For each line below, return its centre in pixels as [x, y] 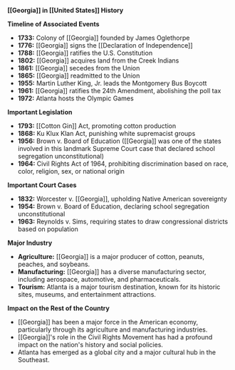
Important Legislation [40, 112]
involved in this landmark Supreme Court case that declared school [116, 148]
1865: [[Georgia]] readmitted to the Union [79, 75]
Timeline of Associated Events [53, 24]
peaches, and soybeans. [54, 264]
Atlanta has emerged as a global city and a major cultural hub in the [116, 352]
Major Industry [30, 243]
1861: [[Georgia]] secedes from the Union [79, 68]
